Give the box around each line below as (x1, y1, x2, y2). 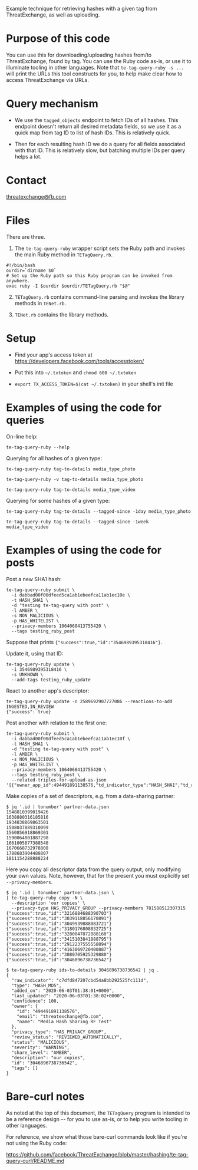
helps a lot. (14, 153, 42, 160)
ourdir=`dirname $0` (6, 268, 57, 273)
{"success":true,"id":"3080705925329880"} (6, 951, 112, 957)
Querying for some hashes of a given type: (6, 497, 110, 504)
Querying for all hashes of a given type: (6, 454, 102, 462)
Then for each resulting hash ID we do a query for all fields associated (14, 140, 186, 147)
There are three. (6, 233, 45, 240)
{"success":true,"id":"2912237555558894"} (6, 941, 112, 947)
